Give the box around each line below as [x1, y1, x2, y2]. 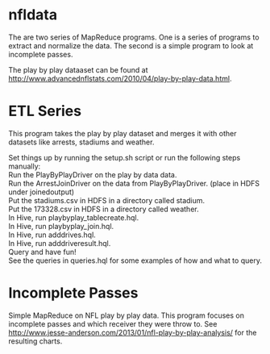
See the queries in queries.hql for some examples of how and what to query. [8, 256, 262, 265]
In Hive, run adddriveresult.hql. [8, 238, 111, 248]
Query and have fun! [8, 247, 77, 256]
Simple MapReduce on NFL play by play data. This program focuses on [8, 310, 244, 320]
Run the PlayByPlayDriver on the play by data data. [8, 169, 177, 179]
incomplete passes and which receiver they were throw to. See [8, 319, 218, 328]
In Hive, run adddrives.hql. [8, 230, 97, 239]
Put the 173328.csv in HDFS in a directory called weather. [8, 204, 199, 214]
